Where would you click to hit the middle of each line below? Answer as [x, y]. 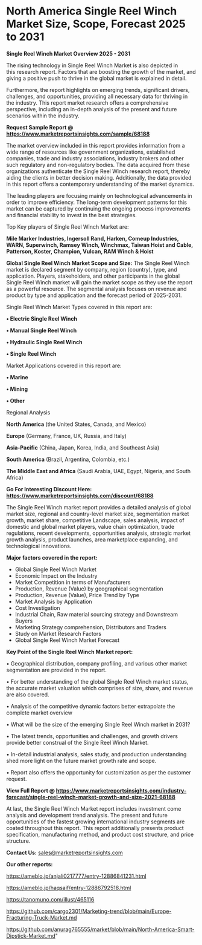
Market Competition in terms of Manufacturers [73, 582]
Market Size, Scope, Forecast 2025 [96, 24]
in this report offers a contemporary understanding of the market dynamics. [100, 184]
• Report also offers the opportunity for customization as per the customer [99, 772]
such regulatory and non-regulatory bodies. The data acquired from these [98, 165]
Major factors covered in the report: [52, 557]
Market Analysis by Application [53, 601]
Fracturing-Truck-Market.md [42, 917]
